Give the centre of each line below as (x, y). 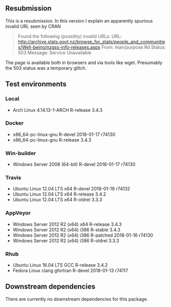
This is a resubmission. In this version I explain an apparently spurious (79, 21)
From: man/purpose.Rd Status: (134, 47)
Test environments (36, 84)
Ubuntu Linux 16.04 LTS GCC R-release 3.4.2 (60, 265)
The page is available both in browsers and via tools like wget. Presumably (84, 62)
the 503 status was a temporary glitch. (46, 68)
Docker (15, 123)
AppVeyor (18, 213)
